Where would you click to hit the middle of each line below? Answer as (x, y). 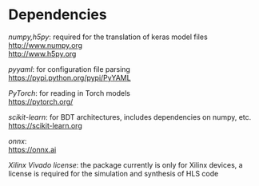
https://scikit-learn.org (45, 125)
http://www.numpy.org (45, 45)
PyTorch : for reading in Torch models (69, 93)
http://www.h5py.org (42, 53)
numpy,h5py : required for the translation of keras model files (108, 37)
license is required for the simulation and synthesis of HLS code (114, 173)
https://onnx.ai (32, 149)
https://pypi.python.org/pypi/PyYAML (70, 77)
